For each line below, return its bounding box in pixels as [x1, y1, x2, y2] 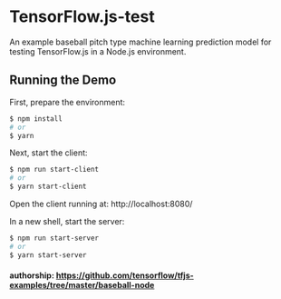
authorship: [9, 270, 54, 281]
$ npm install [9, 114, 63, 124]
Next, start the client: [9, 147, 88, 158]
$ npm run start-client [9, 165, 100, 174]
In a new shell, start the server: [9, 216, 125, 226]
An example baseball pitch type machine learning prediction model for [9, 36, 272, 47]
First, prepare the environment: [9, 96, 125, 107]
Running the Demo [9, 73, 117, 88]
